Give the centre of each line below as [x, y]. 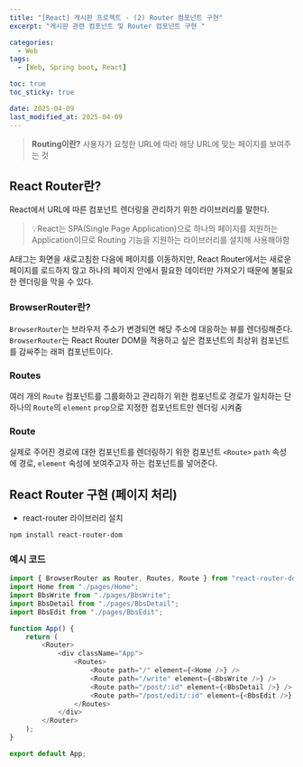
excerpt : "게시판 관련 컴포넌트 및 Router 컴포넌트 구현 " [107, 26]
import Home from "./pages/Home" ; [74, 587]
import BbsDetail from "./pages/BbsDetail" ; [94, 604]
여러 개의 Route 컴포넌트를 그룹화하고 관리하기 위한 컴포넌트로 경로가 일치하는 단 [151, 396]
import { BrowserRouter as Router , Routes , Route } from [119, 578]
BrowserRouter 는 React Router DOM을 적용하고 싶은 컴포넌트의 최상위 [134, 340]
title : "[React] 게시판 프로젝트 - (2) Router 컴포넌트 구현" [116, 18]
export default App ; [48, 753]
